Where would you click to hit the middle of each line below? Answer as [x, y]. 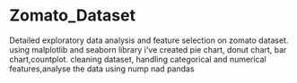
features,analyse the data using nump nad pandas [102, 69]
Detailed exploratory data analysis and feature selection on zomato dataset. [149, 40]
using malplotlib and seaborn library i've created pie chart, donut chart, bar [148, 49]
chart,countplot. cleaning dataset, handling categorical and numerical [138, 59]
